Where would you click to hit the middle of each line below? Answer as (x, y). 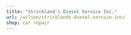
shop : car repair (28, 23)
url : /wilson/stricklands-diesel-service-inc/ (66, 17)
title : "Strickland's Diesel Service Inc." (62, 12)
